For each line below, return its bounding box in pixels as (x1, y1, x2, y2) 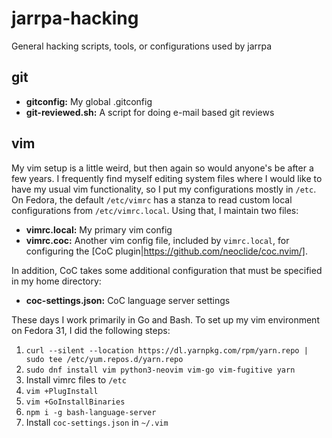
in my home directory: (11, 275, 102, 287)
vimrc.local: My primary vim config (25, 223, 173, 236)
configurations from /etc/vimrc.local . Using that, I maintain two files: (11, 204, 299, 216)
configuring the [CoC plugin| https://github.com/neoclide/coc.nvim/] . (25, 245, 309, 257)
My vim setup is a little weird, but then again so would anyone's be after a (11, 162, 314, 174)
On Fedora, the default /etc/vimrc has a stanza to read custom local (11, 193, 293, 206)
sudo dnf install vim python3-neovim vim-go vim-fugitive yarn (25, 365, 296, 375)
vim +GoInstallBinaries (25, 397, 126, 407)
